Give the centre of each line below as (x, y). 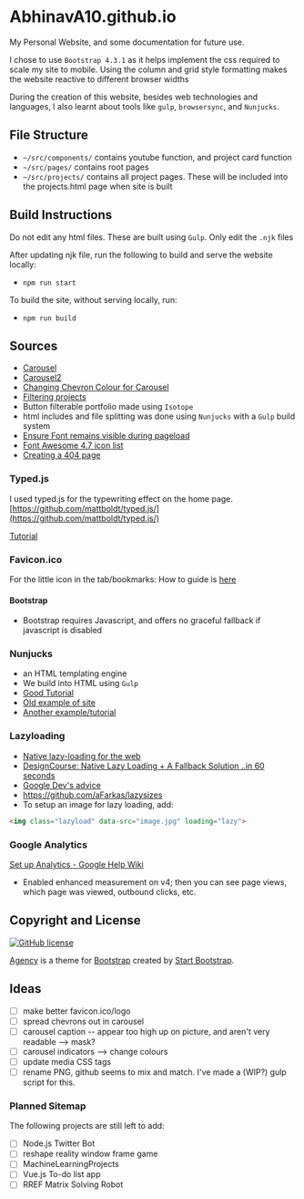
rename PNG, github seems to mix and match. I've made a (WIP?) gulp (154, 1072)
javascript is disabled (62, 631)
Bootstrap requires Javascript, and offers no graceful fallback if (142, 620)
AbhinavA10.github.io (93, 17)
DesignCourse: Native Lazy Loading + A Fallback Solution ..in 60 (144, 766)
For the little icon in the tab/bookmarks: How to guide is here (123, 579)
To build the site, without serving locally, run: (93, 299)
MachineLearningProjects (71, 1164)
